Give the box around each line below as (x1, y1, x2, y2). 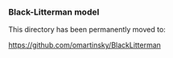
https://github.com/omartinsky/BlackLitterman (8, 40, 161, 50)
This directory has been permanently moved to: (8, 25, 167, 35)
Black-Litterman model (8, 6, 100, 18)
